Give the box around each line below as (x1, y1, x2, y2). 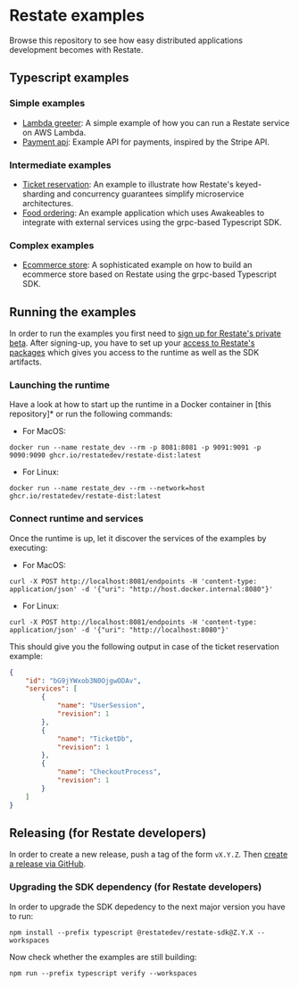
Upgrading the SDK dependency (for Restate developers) (9, 881, 262, 893)
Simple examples (9, 97, 86, 110)
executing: (9, 542, 48, 553)
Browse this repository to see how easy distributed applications (9, 35, 244, 46)
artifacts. (9, 356, 43, 367)
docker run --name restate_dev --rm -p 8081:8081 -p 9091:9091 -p (9, 443, 262, 452)
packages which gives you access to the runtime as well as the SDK (9, 347, 260, 358)
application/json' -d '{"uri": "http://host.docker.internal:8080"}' (9, 584, 274, 594)
